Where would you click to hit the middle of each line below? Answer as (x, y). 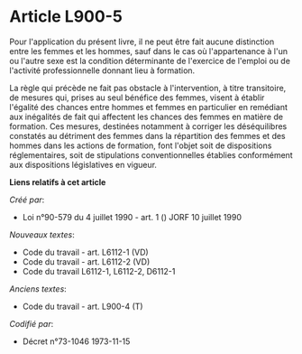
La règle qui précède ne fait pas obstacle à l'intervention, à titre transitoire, (148, 88)
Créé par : (27, 200)
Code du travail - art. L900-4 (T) (82, 306)
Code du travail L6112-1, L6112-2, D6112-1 (99, 271)
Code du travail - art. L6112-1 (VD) (85, 252)
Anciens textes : (38, 289)
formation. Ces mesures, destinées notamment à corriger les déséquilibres (148, 126)
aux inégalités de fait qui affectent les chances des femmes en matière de (146, 116)
